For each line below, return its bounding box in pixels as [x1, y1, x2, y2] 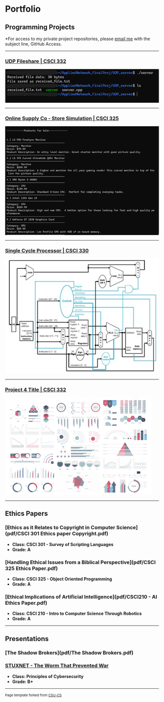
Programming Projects [5, 23, 75, 31]
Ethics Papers [5, 509, 48, 518]
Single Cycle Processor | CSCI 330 [5, 247, 89, 254]
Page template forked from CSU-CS [5, 693, 62, 698]
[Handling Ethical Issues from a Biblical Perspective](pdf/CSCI [5, 559, 156, 566]
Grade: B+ [12, 679, 33, 684]
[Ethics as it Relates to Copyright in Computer [5, 524, 116, 531]
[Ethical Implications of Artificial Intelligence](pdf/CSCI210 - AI [5, 593, 158, 600]
